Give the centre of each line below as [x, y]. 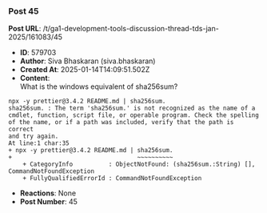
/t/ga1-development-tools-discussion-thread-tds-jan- [131, 29]
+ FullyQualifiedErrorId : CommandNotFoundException [112, 179]
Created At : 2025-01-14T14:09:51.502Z [85, 70]
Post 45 [24, 11]
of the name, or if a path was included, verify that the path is [121, 123]
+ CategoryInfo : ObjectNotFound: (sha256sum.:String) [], [139, 165]
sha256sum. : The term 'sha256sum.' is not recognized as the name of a [132, 109]
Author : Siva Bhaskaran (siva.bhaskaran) [88, 61]
